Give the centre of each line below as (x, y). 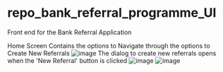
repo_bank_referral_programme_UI (112, 13)
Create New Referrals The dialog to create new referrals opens (112, 53)
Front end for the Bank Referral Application (70, 32)
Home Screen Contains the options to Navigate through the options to (109, 45)
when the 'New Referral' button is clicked (67, 60)
